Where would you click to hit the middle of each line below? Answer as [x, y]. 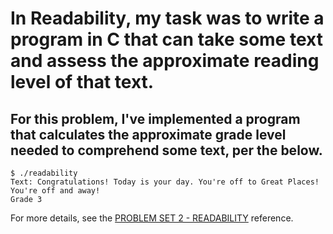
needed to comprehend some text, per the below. [166, 150]
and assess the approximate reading [165, 61]
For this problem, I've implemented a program [155, 118]
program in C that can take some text [166, 39]
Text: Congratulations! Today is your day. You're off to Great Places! [165, 182]
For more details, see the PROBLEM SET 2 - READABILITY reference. [152, 218]
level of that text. [82, 82]
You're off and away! [55, 191]
